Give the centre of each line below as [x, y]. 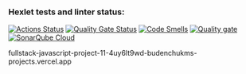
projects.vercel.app [40, 61]
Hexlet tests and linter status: [66, 12]
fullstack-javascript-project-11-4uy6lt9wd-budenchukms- [103, 53]
